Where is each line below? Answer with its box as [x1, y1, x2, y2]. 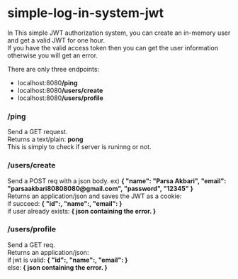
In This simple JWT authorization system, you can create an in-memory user [7, 28, 231, 37]
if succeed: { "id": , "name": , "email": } [7, 199, 123, 207]
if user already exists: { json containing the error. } [7, 207, 157, 215]
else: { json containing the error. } [7, 263, 108, 271]
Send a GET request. [7, 128, 68, 136]
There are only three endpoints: [7, 65, 100, 73]
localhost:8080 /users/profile [17, 94, 104, 102]
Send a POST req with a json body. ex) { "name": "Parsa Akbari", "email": [7, 176, 227, 185]
